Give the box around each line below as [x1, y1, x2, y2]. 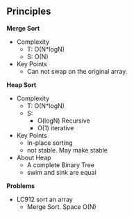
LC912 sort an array [16, 195, 74, 203]
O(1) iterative [37, 123, 74, 132]
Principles [6, 6, 51, 17]
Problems [6, 181, 35, 190]
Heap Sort [6, 80, 37, 89]
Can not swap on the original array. [26, 67, 128, 75]
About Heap [16, 153, 51, 162]
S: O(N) [26, 52, 49, 61]
